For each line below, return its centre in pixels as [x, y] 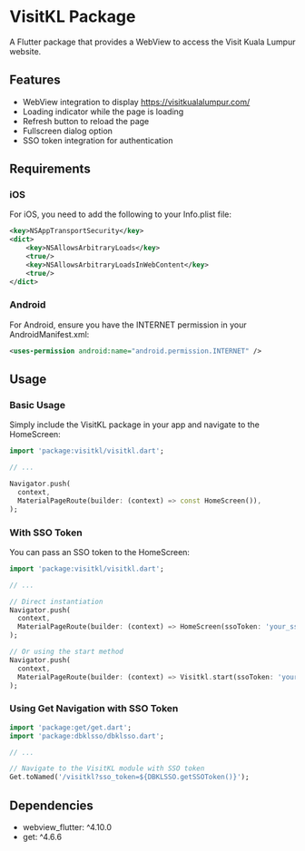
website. [25, 51]
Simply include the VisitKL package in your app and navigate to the [135, 425]
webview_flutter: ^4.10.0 [67, 827]
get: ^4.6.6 [42, 836]
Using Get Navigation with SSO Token [94, 709]
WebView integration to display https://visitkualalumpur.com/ [136, 102]
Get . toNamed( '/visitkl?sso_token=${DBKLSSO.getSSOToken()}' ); [129, 778]
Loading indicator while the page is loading [103, 112]
